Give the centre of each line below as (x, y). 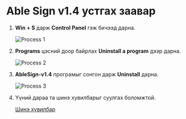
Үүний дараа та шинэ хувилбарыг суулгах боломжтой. (85, 97)
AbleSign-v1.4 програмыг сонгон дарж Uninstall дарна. (87, 74)
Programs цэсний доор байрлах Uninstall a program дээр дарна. (98, 51)
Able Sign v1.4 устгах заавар (81, 11)
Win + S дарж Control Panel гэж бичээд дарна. (75, 28)
